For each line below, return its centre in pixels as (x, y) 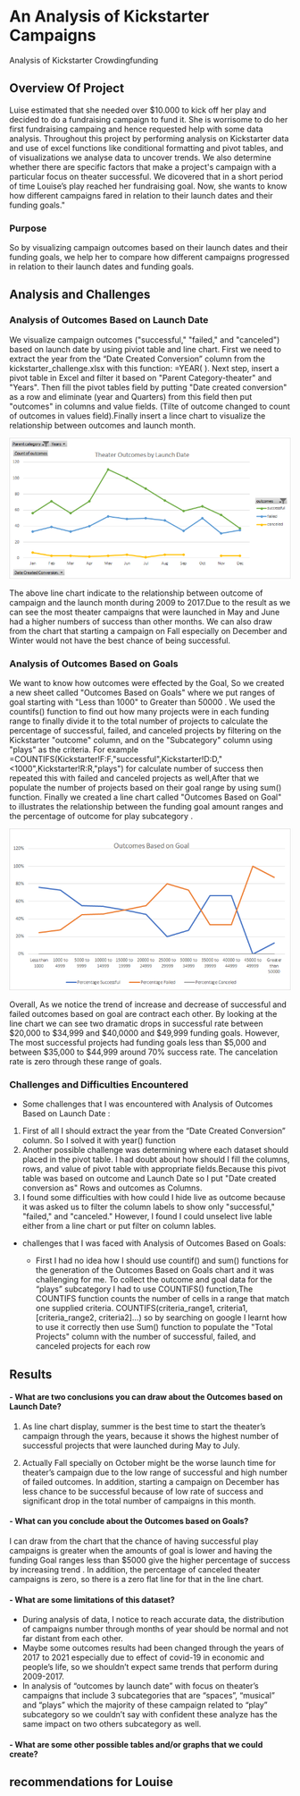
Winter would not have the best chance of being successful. (120, 640)
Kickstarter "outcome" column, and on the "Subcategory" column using (141, 741)
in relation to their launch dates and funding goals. (102, 267)
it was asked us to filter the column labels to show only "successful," (148, 1207)
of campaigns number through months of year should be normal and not (155, 1629)
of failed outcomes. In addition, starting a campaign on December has (150, 1481)
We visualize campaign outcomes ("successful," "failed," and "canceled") (145, 339)
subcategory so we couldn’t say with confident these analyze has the (150, 1715)
